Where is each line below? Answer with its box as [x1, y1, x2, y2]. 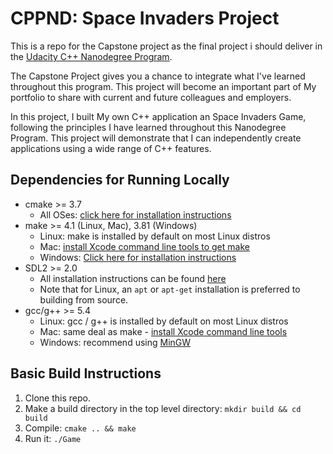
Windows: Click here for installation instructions [39, 251, 237, 263]
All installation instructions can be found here [39, 272, 227, 284]
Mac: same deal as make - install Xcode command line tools [39, 325, 288, 337]
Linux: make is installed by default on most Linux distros [39, 230, 271, 242]
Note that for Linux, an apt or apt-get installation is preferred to [39, 283, 301, 295]
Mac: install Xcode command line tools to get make [39, 240, 250, 252]
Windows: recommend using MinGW [39, 336, 192, 348]
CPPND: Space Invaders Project [10, 7, 280, 30]
